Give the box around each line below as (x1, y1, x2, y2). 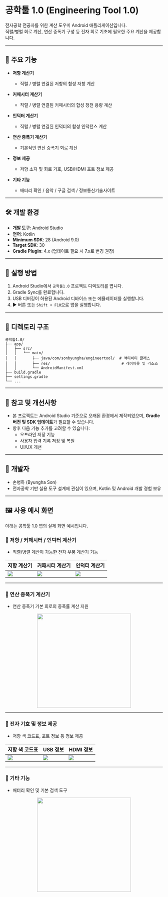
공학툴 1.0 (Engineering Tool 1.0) (5, 5, 139, 16)
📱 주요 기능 (5, 56, 37, 64)
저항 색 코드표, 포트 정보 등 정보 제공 (12, 733, 83, 739)
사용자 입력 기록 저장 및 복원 (19, 438, 75, 444)
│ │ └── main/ (5, 350, 43, 356)
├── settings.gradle (5, 374, 48, 379)
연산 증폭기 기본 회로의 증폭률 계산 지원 (12, 604, 89, 610)
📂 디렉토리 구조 (5, 323, 49, 331)
